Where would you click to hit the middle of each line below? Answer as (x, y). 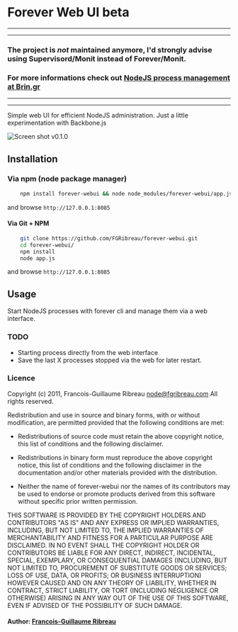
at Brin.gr (24, 86)
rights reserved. (31, 401)
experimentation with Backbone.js (57, 123)
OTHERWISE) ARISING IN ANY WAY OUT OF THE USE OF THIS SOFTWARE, (118, 598)
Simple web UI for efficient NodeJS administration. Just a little (98, 115)
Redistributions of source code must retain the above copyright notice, (121, 436)
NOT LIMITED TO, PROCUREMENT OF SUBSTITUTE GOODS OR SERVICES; (117, 568)
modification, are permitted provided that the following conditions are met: (116, 422)
